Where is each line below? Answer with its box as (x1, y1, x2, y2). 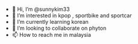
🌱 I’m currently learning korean (11, 18, 89, 25)
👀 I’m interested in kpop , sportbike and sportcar (11, 12, 132, 19)
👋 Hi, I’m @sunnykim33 (11, 6, 71, 12)
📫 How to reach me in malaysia (11, 32, 92, 38)
